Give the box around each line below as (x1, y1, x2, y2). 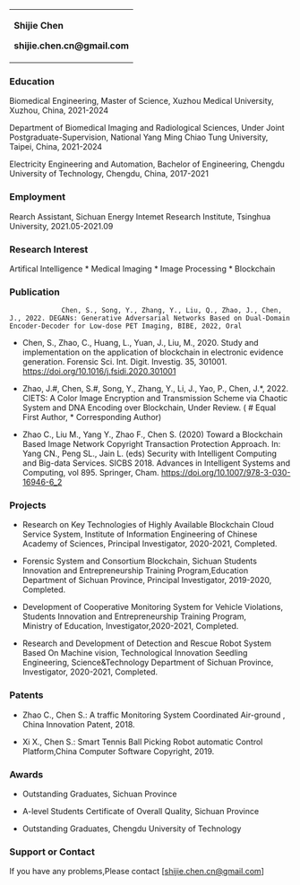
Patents (9, 689, 44, 701)
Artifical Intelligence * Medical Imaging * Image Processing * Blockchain (9, 263, 276, 274)
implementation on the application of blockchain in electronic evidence (21, 347, 284, 357)
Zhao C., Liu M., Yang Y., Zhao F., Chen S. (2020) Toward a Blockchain (21, 429, 284, 440)
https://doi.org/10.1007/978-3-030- (160, 468, 291, 478)
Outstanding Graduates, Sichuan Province (21, 788, 177, 800)
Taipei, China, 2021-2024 (9, 142, 103, 152)
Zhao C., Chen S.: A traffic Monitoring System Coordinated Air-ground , (21, 709, 286, 720)
